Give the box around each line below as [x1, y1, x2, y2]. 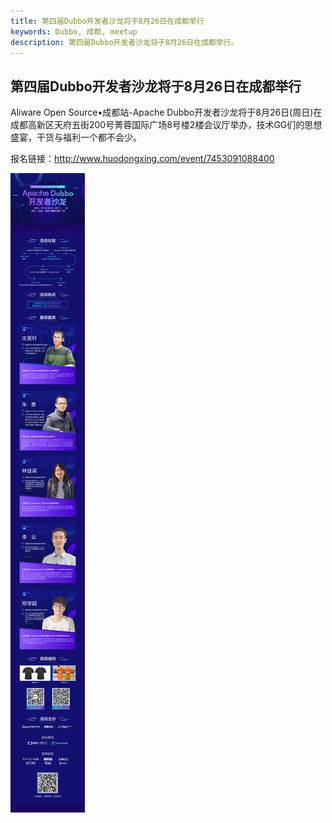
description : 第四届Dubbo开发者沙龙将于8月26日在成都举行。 [10, 37, 239, 47]
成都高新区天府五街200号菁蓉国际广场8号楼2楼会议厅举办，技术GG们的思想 [10, 119, 323, 131]
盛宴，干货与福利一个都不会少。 [10, 131, 142, 144]
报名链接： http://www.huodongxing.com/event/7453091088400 [10, 153, 275, 165]
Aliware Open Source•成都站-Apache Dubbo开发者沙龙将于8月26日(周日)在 [10, 106, 323, 119]
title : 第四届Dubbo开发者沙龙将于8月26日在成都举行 [10, 16, 205, 26]
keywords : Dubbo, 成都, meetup [10, 26, 138, 37]
